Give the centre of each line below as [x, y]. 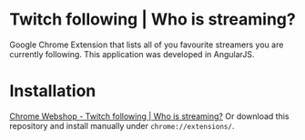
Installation [53, 91]
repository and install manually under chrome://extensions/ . [122, 125]
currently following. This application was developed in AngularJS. [132, 54]
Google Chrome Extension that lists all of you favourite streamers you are [147, 45]
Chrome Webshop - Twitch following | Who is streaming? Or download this [149, 116]
